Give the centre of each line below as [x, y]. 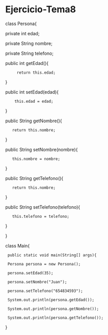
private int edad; [22, 33]
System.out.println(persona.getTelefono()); [55, 318]
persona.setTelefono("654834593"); [45, 291]
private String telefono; [29, 53]
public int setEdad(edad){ [32, 92]
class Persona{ [21, 24]
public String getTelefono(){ [34, 178]
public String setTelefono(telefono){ [43, 207]
